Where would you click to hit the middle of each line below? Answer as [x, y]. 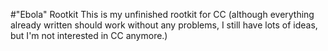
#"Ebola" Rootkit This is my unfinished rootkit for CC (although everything [162, 14]
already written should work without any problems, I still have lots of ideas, [164, 25]
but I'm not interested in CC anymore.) [89, 35]
